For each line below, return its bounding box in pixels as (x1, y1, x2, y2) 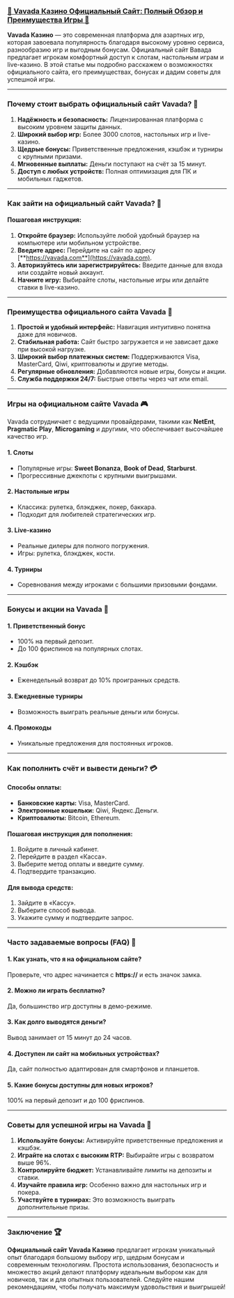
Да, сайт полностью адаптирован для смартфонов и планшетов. (7, 1065, 200, 1073)
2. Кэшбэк (7, 661, 39, 669)
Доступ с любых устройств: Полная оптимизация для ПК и (17, 167, 197, 175)
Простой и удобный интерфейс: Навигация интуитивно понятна (17, 323, 211, 331)
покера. (17, 1188, 41, 1196)
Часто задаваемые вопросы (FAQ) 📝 (7, 937, 136, 947)
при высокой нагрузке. (17, 345, 86, 354)
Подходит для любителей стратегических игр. (17, 510, 157, 518)
